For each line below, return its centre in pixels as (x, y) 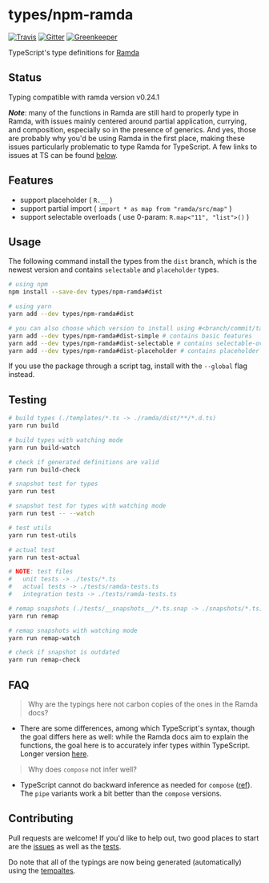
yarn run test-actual (44, 557)
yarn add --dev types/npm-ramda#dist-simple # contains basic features (130, 336)
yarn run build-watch (44, 448)
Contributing (41, 818)
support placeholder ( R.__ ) (66, 200)
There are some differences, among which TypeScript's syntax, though (137, 728)
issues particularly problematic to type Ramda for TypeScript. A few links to (133, 147)
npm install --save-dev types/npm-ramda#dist (85, 292)
